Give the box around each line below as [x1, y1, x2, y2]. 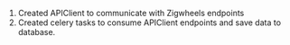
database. [17, 27, 56, 37]
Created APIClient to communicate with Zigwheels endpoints [17, 8, 245, 18]
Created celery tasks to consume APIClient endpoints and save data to [17, 17, 282, 28]
